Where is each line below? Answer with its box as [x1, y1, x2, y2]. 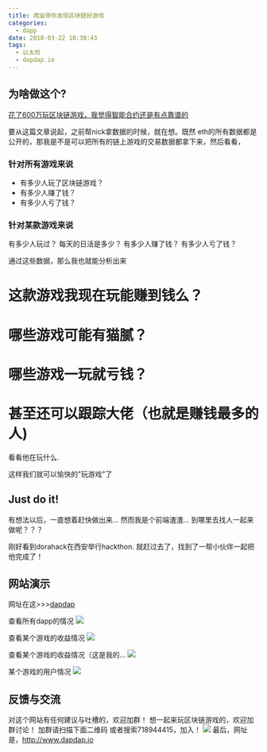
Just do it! [8, 493, 60, 507]
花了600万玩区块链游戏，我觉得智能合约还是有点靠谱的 [8, 110, 189, 119]
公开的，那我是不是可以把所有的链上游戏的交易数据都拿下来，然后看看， [8, 137, 245, 146]
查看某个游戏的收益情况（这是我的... [8, 650, 126, 660]
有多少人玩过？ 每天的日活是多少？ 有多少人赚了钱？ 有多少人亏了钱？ [8, 239, 237, 249]
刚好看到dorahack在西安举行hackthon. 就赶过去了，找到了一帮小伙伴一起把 [8, 542, 255, 551]
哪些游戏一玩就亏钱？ [8, 365, 149, 384]
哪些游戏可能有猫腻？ [8, 326, 149, 344]
